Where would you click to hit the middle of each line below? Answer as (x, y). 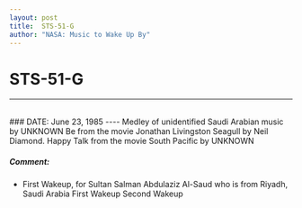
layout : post (34, 18)
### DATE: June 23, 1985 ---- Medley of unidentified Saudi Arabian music (147, 122)
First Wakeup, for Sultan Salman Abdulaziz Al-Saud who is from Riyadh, (155, 185)
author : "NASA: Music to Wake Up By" (80, 34)
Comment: (30, 161)
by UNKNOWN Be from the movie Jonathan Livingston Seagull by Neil (139, 131)
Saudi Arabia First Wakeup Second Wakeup (103, 194)
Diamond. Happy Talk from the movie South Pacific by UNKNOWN (132, 141)
